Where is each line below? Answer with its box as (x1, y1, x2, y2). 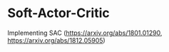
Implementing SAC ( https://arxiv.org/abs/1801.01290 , (7, 28, 163, 37)
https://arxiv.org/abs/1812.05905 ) (7, 36, 106, 44)
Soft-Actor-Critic (7, 5, 110, 21)
